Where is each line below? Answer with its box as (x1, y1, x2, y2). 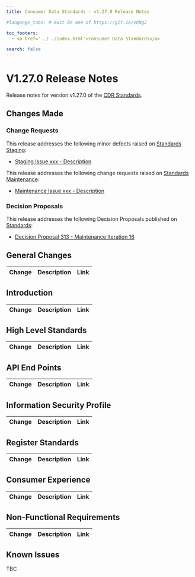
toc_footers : (6, 30, 39, 36)
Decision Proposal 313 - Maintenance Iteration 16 (14, 233, 135, 240)
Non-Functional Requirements (6, 512, 120, 522)
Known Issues (6, 550, 60, 560)
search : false (6, 46, 41, 52)
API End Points (6, 363, 62, 373)
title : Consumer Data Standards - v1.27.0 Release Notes (6, 8, 150, 15)
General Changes (6, 251, 72, 261)
